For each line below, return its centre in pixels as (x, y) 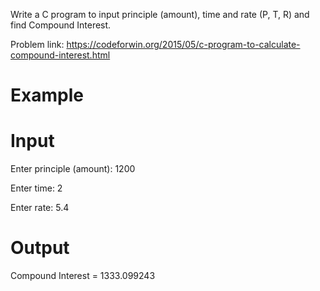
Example (47, 95)
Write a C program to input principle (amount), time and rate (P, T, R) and (160, 14)
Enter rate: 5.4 (40, 208)
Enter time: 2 (36, 188)
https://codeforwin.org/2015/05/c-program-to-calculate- (183, 44)
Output (40, 248)
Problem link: (37, 44)
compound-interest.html (60, 55)
